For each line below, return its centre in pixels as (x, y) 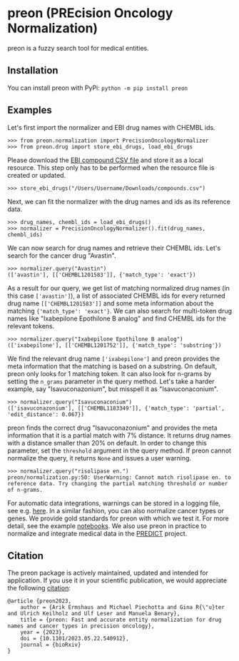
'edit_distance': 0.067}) (46, 414)
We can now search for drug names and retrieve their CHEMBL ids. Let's (114, 248)
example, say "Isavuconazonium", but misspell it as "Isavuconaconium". (113, 389)
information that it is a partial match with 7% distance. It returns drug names (119, 435)
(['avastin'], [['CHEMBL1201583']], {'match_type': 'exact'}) (102, 275)
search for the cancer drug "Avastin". (62, 256)
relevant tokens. (31, 326)
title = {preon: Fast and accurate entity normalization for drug (121, 620)
